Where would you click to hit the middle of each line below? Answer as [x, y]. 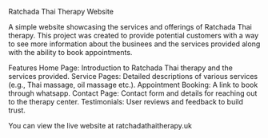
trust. [17, 110]
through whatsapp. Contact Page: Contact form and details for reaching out [133, 93]
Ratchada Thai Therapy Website [61, 12]
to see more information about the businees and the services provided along [134, 44]
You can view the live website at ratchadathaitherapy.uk [100, 126]
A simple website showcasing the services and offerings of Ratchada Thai [130, 27]
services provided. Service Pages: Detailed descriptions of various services [133, 76]
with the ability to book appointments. [70, 52]
